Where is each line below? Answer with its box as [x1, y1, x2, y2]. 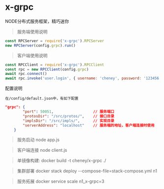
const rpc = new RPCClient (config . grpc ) [5, 67, 89, 72]
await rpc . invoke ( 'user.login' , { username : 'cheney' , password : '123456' [5, 76, 162, 81]
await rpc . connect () [5, 71, 48, 76]
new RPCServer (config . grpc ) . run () [5, 43, 76, 48]
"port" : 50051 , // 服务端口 [23, 109, 114, 114]
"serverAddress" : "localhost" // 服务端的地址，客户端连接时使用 [23, 123, 155, 128]
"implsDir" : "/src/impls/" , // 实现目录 [23, 118, 114, 123]
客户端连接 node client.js [17, 147, 67, 153]
